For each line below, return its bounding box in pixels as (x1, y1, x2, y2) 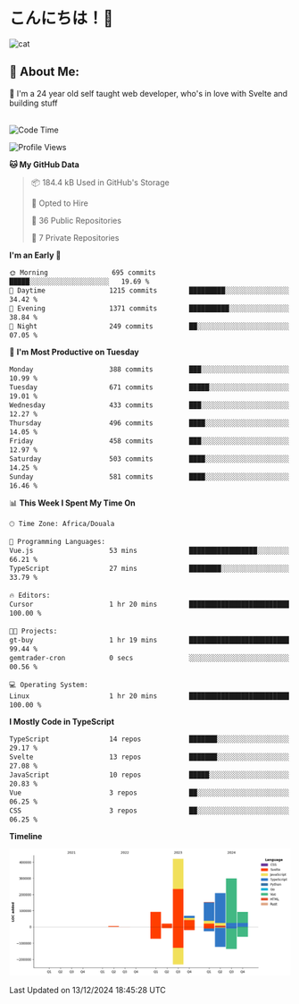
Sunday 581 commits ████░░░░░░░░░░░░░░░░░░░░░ (9, 472, 290, 481)
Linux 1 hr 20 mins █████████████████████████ (9, 691, 290, 701)
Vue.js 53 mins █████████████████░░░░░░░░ (9, 546, 290, 555)
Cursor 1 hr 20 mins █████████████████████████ (9, 600, 290, 608)
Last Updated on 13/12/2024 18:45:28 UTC (9, 984, 167, 995)
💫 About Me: (9, 64, 80, 80)
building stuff (9, 98, 58, 108)
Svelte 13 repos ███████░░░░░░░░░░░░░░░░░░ (9, 753, 290, 762)
